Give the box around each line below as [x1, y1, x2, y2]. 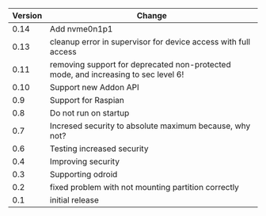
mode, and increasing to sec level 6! [50, 69, 184, 80]
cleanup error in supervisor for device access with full [50, 36, 251, 47]
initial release [50, 195, 99, 205]
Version [12, 10, 43, 21]
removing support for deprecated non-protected [50, 59, 231, 70]
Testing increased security [50, 143, 149, 153]
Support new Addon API [50, 82, 140, 93]
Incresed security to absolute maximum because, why [50, 120, 251, 131]
